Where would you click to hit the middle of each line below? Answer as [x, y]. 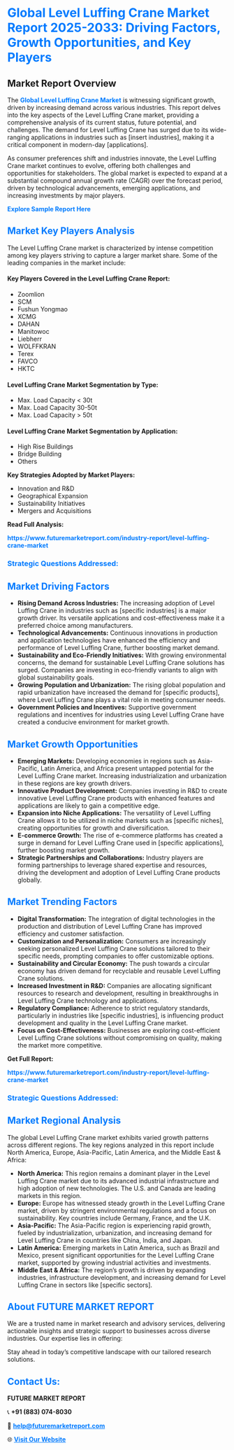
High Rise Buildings [45, 446]
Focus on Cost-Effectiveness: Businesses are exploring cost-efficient [118, 1030]
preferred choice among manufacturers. [75, 626]
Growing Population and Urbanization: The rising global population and [121, 685]
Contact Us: [34, 1381]
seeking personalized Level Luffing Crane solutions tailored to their [114, 948]
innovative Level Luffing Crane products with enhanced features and [116, 798]
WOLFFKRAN [37, 346]
